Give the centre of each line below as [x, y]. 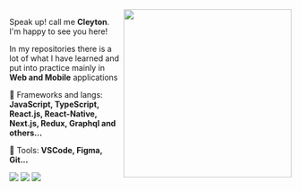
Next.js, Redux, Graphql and [63, 123]
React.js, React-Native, [53, 114]
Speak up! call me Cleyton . [60, 22]
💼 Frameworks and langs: [56, 95]
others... [26, 133]
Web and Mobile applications [64, 77]
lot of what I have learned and [64, 58]
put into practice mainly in [57, 68]
